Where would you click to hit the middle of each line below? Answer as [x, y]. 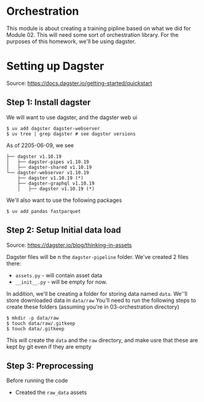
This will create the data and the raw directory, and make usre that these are [102, 340]
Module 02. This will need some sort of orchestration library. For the [92, 34]
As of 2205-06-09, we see [40, 145]
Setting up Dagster [55, 66]
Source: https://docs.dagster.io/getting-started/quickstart [79, 83]
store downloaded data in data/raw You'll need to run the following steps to [101, 300]
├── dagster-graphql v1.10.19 [56, 183]
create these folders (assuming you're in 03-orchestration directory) [93, 307]
